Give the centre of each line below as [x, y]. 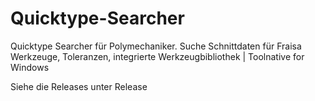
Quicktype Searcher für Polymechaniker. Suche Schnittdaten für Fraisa [156, 46]
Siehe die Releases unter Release [79, 86]
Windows [30, 67]
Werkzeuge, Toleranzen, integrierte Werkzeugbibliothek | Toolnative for [157, 56]
